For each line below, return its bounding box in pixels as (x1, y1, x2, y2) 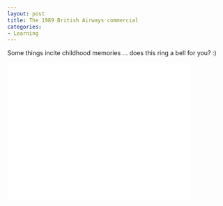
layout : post (7, 10, 45, 17)
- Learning (7, 29, 39, 37)
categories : (7, 23, 42, 30)
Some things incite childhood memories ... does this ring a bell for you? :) (7, 49, 217, 57)
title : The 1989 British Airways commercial (7, 17, 139, 24)
